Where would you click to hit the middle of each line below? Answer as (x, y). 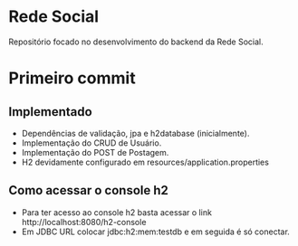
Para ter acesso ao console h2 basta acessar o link (116, 212)
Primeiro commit (72, 78)
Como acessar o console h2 (89, 190)
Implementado (50, 112)
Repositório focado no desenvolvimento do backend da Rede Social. (136, 42)
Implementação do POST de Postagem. (95, 152)
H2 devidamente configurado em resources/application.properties (145, 162)
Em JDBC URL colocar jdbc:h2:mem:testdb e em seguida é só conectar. (156, 232)
